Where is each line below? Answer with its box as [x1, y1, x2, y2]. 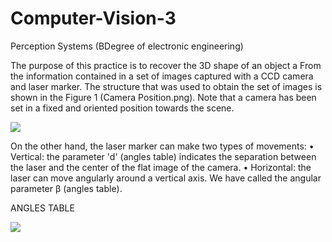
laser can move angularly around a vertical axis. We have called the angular [10, 172, 322, 184]
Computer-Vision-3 [10, 7, 177, 30]
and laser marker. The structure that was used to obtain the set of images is [10, 80, 323, 92]
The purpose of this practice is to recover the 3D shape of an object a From [10, 59, 322, 71]
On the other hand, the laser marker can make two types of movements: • [10, 140, 315, 152]
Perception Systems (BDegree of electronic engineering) [10, 40, 244, 52]
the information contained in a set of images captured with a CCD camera [10, 70, 314, 82]
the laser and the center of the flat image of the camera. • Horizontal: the [10, 161, 312, 173]
